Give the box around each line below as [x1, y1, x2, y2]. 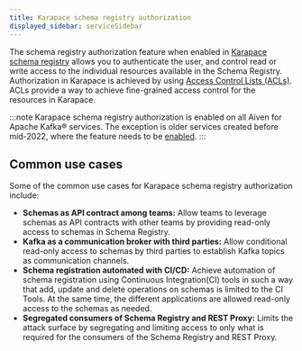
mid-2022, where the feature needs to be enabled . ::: [9, 130, 206, 141]
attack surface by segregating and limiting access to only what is [22, 322, 264, 333]
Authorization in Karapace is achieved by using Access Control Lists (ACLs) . [9, 75, 293, 85]
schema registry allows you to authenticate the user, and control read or [9, 56, 278, 67]
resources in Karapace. [9, 94, 96, 104]
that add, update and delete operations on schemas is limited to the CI [22, 284, 284, 295]
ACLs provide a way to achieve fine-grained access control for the [9, 85, 256, 95]
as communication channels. [22, 256, 130, 266]
